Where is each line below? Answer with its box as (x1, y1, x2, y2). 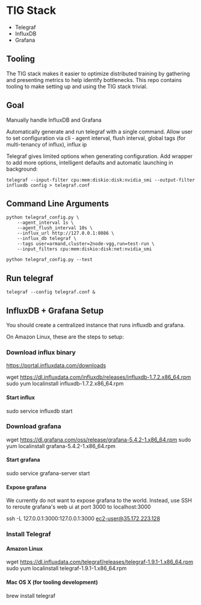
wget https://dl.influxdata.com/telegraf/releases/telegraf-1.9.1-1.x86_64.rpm (6, 559, 194, 566)
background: (6, 165, 38, 173)
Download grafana (6, 422, 61, 431)
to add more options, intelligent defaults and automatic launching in (6, 159, 173, 166)
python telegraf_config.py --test (6, 257, 93, 263)
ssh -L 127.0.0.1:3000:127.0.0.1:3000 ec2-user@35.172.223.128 (6, 515, 161, 522)
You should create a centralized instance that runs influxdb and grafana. (6, 322, 185, 329)
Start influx (6, 393, 35, 401)
